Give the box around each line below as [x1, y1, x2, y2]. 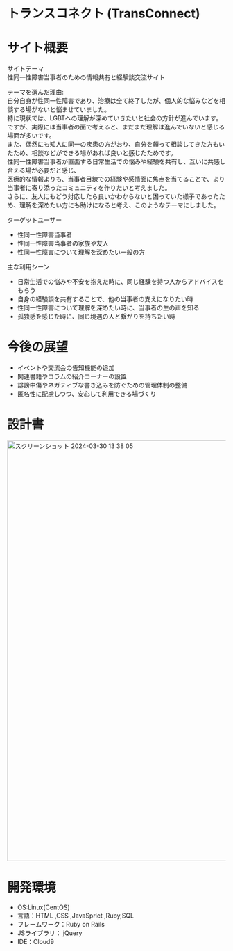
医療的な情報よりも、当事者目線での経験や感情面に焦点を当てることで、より [7, 175, 225, 184]
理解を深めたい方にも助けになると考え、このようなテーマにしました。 [19, 201, 220, 209]
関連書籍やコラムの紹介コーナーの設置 [17, 372, 127, 381]
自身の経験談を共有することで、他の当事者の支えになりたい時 [17, 295, 193, 303]
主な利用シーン [7, 263, 50, 271]
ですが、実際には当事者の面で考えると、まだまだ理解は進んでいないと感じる [7, 122, 225, 131]
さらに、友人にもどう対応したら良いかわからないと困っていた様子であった [7, 192, 220, 201]
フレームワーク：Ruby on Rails [17, 920, 105, 928]
